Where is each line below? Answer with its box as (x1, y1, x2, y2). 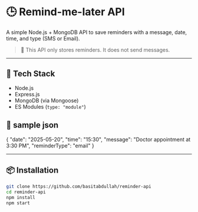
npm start (6, 200, 31, 206)
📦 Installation (6, 165, 59, 175)
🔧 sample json (6, 120, 59, 130)
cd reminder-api (6, 189, 46, 195)
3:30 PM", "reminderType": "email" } (6, 142, 94, 149)
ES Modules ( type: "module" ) (14, 103, 87, 110)
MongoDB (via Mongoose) (14, 97, 79, 104)
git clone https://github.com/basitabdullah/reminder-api (6, 184, 151, 190)
